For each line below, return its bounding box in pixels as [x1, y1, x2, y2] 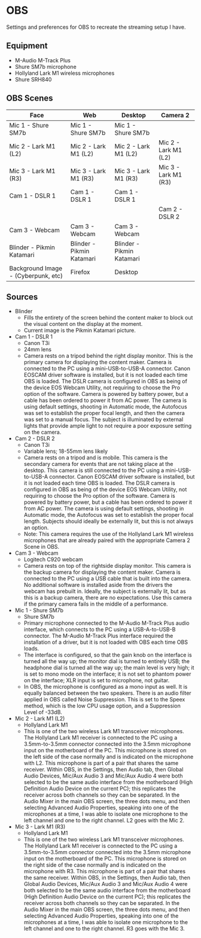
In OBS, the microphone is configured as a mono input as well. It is [23, 683, 188, 691]
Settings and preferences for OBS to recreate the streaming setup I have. [6, 23, 186, 31]
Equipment [6, 41, 48, 51]
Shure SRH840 [14, 75, 52, 83]
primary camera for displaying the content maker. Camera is [23, 359, 172, 366]
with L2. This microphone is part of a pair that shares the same [23, 760, 179, 767]
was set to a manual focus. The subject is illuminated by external [23, 416, 184, 423]
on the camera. [23, 429, 62, 436]
